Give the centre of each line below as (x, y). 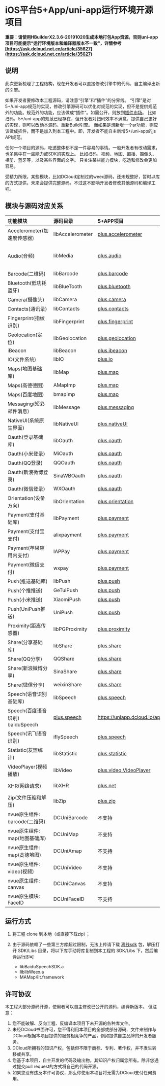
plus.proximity (114, 629)
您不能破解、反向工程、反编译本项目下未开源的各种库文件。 (72, 1023)
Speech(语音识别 (27, 694)
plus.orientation (115, 501)
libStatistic (65, 753)
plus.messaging (116, 407)
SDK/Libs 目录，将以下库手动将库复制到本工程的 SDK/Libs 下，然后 (86, 951)
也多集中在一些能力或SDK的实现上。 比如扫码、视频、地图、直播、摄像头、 (81, 154)
